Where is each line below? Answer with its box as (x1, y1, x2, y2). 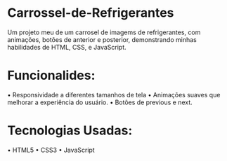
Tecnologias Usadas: (7, 122, 133, 139)
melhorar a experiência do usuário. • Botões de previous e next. (7, 98, 193, 106)
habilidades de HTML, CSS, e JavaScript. (7, 43, 127, 51)
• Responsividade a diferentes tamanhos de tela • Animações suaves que (7, 90, 221, 99)
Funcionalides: (7, 68, 96, 83)
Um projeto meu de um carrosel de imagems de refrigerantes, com (7, 28, 201, 36)
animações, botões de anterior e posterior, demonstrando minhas (7, 35, 197, 43)
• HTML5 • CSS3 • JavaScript (7, 146, 95, 154)
